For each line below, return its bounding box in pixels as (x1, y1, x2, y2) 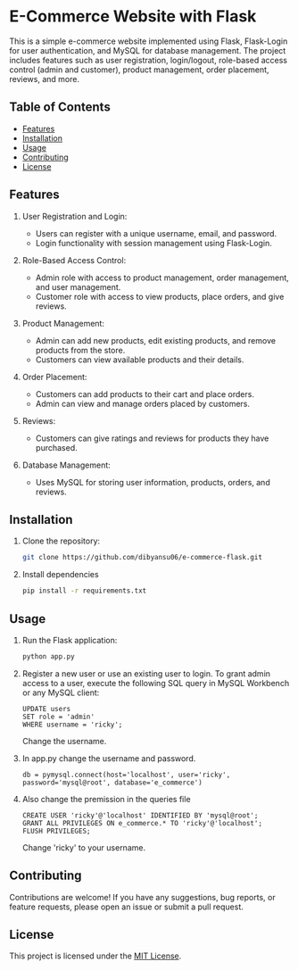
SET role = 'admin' (21, 712, 95, 721)
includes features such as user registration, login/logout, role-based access (9, 54, 288, 65)
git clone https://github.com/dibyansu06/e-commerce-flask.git (21, 553, 263, 562)
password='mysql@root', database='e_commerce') (21, 778, 203, 787)
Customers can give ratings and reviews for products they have (35, 433, 269, 444)
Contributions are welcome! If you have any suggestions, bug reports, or (9, 891, 276, 902)
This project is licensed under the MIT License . (9, 950, 182, 961)
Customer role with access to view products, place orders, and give (35, 291, 285, 302)
